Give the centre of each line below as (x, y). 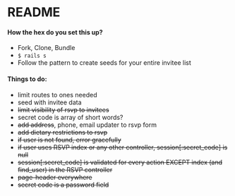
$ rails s (32, 56)
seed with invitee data (50, 102)
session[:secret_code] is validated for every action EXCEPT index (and (120, 162)
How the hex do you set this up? (55, 32)
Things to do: (27, 79)
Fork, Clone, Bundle (46, 48)
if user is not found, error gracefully (69, 140)
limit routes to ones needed (57, 94)
